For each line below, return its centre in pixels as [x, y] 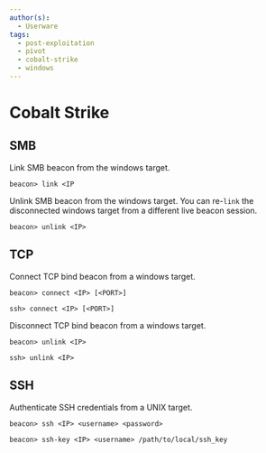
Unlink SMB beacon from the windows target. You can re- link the [132, 200]
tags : [19, 34]
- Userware [38, 26]
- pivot [32, 51]
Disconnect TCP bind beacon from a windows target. [108, 325]
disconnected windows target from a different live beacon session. [133, 210]
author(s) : [30, 18]
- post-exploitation [56, 43]
